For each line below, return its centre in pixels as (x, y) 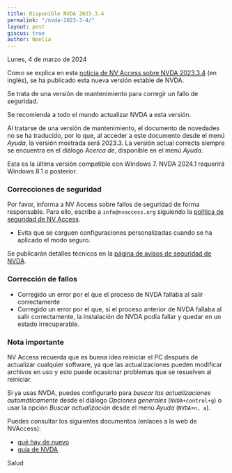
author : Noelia (29, 40)
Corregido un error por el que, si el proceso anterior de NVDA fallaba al (119, 309)
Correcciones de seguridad (55, 189)
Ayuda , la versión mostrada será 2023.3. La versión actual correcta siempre (116, 143)
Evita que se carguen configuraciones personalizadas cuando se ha (115, 233)
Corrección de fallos (42, 279)
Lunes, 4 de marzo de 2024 (47, 59)
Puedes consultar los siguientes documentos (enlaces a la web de (102, 421)
